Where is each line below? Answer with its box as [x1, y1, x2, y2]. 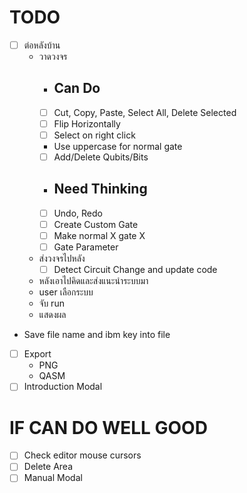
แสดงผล [38, 309, 67, 321]
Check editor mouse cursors [23, 449, 142, 461]
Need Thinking [53, 181, 148, 198]
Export [23, 348, 52, 360]
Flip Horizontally [53, 117, 121, 130]
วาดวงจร [38, 51, 68, 62]
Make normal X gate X [53, 230, 146, 241]
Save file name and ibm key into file [23, 329, 171, 341]
